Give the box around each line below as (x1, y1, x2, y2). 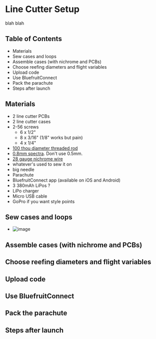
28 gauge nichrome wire (12, 155, 63, 161)
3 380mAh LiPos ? (12, 182, 50, 189)
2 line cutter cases (12, 118, 51, 124)
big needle (12, 166, 35, 173)
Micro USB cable (12, 193, 47, 199)
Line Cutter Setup (5, 4, 80, 15)
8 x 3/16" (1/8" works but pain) (19, 134, 83, 140)
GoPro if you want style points (12, 198, 75, 204)
